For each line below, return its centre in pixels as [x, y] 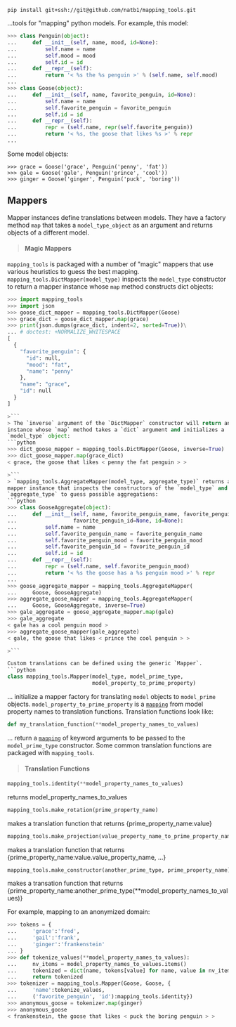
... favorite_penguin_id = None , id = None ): [96, 521]
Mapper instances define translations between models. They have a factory [117, 217]
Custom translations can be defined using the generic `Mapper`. [105, 664]
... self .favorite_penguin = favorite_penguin [89, 108]
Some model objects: [38, 154]
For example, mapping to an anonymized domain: [79, 912]
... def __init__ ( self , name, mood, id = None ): [83, 42]
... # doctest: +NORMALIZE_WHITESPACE [64, 332]
